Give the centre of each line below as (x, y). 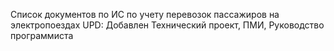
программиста (42, 35)
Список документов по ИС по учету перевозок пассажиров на (145, 14)
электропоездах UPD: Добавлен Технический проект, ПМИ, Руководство (167, 25)
